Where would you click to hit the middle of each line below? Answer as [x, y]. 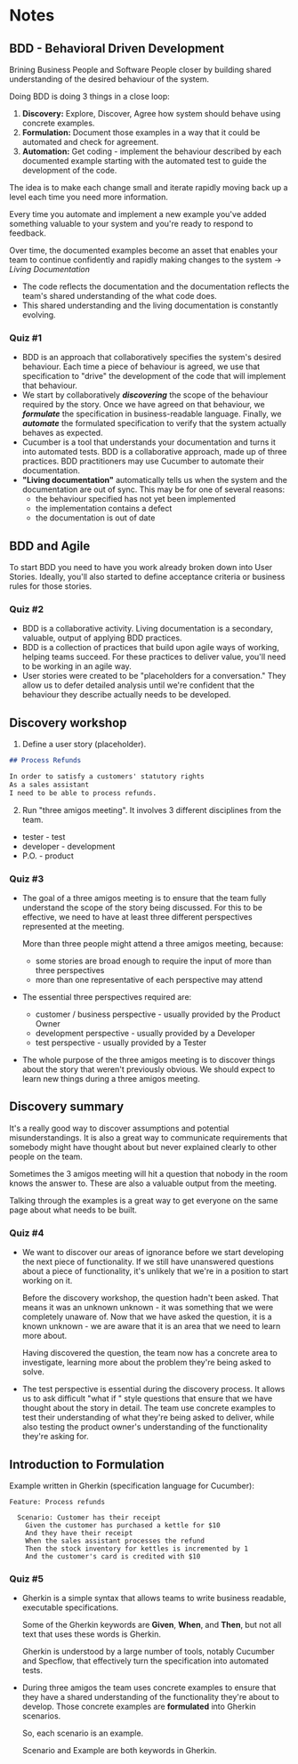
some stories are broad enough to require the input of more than [153, 961]
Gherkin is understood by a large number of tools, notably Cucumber [149, 1652]
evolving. [39, 315]
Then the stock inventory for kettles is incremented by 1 [137, 1549]
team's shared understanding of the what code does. [120, 296]
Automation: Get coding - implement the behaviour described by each [152, 151]
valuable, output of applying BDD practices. [102, 638]
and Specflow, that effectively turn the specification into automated [145, 1661]
